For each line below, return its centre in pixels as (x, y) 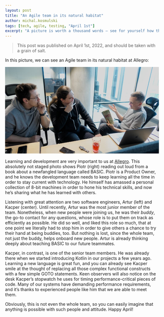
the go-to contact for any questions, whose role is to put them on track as (79, 218)
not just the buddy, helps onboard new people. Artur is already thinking (76, 238)
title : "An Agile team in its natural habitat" (54, 15)
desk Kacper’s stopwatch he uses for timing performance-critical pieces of (81, 279)
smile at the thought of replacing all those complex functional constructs (78, 269)
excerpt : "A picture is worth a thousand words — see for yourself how (79, 31)
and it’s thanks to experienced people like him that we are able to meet (76, 290)
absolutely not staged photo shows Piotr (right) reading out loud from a (77, 167)
